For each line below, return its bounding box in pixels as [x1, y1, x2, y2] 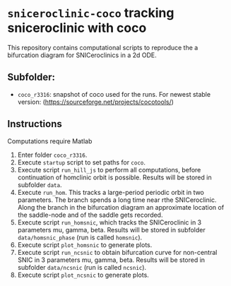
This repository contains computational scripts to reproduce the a [7, 43, 199, 52]
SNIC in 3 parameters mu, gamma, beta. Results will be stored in [17, 256, 206, 264]
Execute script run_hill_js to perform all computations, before [17, 165, 201, 174]
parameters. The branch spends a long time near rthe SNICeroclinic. [17, 196, 217, 204]
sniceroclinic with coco [7, 20, 147, 36]
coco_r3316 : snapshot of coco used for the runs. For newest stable [17, 90, 211, 98]
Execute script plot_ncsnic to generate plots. [17, 270, 150, 279]
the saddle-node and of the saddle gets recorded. [17, 210, 163, 219]
